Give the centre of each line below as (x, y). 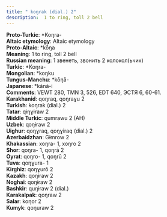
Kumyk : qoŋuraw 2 (30, 207)
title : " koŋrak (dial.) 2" (41, 12)
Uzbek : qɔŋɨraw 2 (28, 124)
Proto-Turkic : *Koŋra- (34, 34)
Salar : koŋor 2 (24, 201)
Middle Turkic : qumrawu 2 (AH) (46, 118)
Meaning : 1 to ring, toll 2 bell (41, 54)
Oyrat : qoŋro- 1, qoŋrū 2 (36, 156)
